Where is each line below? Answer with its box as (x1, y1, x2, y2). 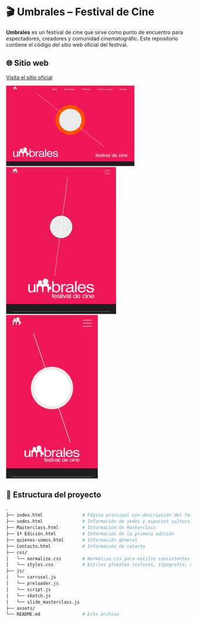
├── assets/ (6, 605, 35, 611)
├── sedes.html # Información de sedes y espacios (6, 519, 169, 525)
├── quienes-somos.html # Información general (6, 537, 138, 543)
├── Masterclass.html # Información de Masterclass (6, 525, 157, 531)
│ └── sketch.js (6, 593, 51, 599)
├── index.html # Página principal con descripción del (6, 512, 182, 518)
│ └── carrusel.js (6, 574, 57, 580)
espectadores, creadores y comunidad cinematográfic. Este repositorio (6, 35, 178, 42)
